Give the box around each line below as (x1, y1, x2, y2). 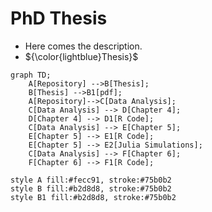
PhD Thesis (10, 7, 108, 30)
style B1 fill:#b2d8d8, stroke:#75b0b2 (10, 192, 177, 202)
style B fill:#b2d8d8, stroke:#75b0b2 (10, 183, 172, 194)
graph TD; (10, 70, 52, 80)
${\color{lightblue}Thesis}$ (24, 50, 139, 62)
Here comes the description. (24, 40, 143, 52)
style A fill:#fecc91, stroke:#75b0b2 (10, 175, 172, 185)
